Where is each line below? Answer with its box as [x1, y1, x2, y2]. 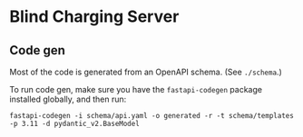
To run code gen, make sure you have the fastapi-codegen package [9, 84, 263, 94]
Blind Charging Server [9, 6, 180, 27]
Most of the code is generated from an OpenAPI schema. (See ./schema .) [9, 66, 283, 77]
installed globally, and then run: [9, 93, 127, 104]
